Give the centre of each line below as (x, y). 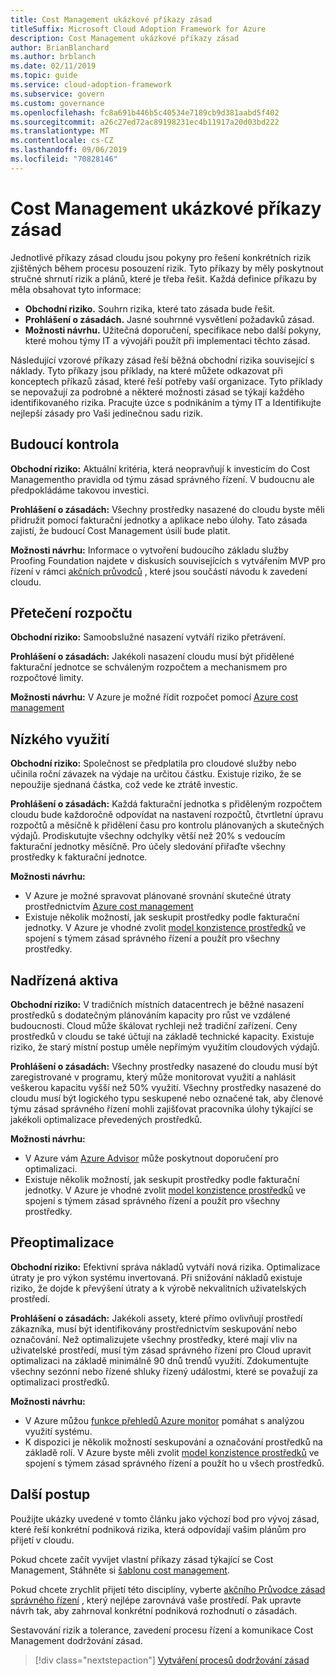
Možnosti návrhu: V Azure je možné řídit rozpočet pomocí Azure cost (154, 697)
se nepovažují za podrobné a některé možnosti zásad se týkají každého (157, 392)
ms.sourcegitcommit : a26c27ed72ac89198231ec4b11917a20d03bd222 (145, 122)
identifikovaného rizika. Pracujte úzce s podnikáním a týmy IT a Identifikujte (166, 402)
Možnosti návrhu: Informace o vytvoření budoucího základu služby (149, 550)
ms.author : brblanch (53, 57)
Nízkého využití (60, 739)
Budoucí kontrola (65, 444)
